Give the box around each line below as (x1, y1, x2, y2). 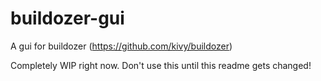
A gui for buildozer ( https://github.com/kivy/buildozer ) (10, 40, 233, 52)
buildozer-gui (10, 7, 125, 30)
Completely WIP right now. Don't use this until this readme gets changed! (10, 59, 312, 71)
